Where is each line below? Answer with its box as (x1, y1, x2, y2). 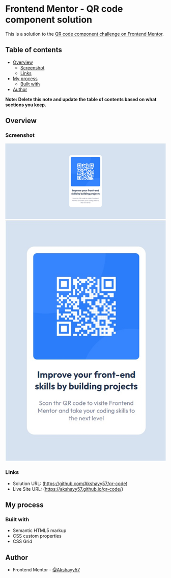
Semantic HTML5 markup (12, 527, 67, 534)
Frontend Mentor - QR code (5, 3, 123, 15)
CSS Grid (12, 538, 32, 544)
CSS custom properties (12, 533, 62, 539)
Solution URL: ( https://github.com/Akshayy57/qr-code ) (12, 480, 128, 487)
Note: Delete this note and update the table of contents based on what (5, 96, 157, 102)
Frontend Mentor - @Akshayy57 (12, 567, 80, 573)
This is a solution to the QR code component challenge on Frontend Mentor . (5, 31, 164, 37)
